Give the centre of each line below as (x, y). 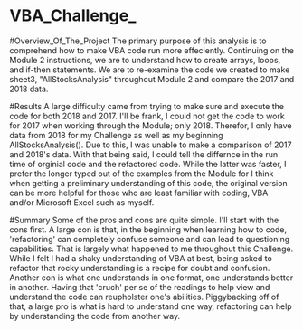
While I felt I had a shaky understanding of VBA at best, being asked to (141, 258)
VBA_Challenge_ (73, 16)
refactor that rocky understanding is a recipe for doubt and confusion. (140, 268)
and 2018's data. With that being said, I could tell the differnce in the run (144, 154)
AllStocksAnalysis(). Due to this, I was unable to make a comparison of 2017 (151, 145)
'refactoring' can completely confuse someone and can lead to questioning (150, 239)
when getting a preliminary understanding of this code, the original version (148, 183)
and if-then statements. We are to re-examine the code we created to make (150, 70)
